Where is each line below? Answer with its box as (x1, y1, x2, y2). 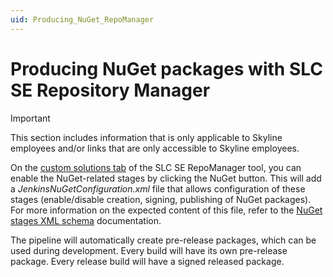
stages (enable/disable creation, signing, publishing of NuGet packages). (10, 193, 312, 205)
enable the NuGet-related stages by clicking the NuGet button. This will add (10, 172, 322, 184)
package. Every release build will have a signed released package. (10, 255, 285, 267)
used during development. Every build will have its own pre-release (10, 244, 288, 256)
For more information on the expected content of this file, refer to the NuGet (10, 204, 323, 216)
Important (10, 112, 51, 124)
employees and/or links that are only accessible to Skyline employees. (10, 142, 300, 154)
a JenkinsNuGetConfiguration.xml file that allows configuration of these (10, 182, 306, 195)
